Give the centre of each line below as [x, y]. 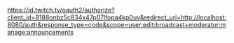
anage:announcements [40, 32]
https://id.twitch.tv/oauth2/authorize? [61, 10]
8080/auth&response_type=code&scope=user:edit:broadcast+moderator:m [117, 25]
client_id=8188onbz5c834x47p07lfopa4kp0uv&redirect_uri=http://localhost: [117, 17]
